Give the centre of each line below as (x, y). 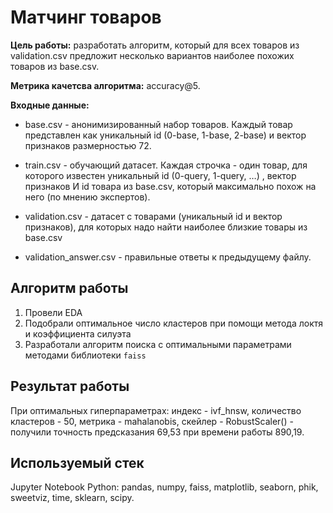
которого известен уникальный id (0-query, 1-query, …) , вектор (160, 175)
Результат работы (70, 386)
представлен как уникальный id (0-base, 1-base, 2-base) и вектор (165, 135)
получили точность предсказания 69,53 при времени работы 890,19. (157, 432)
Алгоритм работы (69, 288)
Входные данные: (50, 105)
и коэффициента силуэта (78, 333)
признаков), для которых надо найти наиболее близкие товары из (166, 227)
